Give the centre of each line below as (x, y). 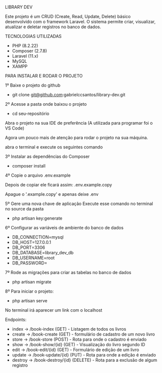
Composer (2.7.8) (29, 51)
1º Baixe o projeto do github (33, 85)
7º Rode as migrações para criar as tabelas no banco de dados (68, 272)
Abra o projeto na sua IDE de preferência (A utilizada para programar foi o (79, 123)
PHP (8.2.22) (25, 46)
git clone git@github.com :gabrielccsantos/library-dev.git (69, 95)
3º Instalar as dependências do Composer (47, 156)
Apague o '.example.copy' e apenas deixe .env (52, 194)
